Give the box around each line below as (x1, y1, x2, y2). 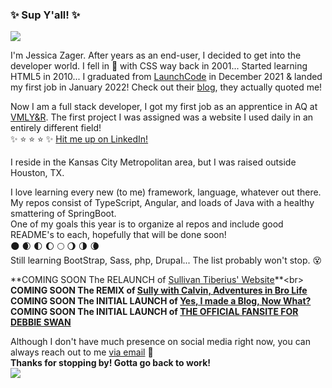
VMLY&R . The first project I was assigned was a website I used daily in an (10, 111, 314, 123)
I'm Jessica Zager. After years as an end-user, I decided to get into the (10, 49, 302, 62)
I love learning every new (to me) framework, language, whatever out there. (10, 186, 322, 198)
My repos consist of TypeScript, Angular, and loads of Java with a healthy (10, 197, 315, 209)
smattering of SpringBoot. (10, 208, 117, 220)
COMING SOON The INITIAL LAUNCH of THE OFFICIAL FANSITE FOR (10, 306, 299, 318)
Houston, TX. (10, 167, 65, 179)
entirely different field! (10, 122, 102, 134)
